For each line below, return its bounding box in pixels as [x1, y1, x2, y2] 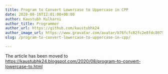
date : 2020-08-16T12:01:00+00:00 [5, 12, 75, 17]
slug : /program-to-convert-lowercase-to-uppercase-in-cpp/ [5, 35, 131, 40]
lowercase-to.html [5, 63, 43, 70]
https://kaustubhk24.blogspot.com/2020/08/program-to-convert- [5, 58, 141, 64]
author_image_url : [5, 30, 43, 35]
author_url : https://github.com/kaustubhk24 [5, 26, 99, 31]
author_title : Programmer [5, 21, 59, 26]
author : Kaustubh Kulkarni [5, 16, 61, 21]
